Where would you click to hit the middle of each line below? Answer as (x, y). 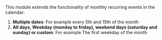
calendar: (15, 12)
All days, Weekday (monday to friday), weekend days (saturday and (85, 27)
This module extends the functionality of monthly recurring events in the (80, 7)
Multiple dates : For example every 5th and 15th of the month (75, 22)
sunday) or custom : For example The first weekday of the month (80, 32)
